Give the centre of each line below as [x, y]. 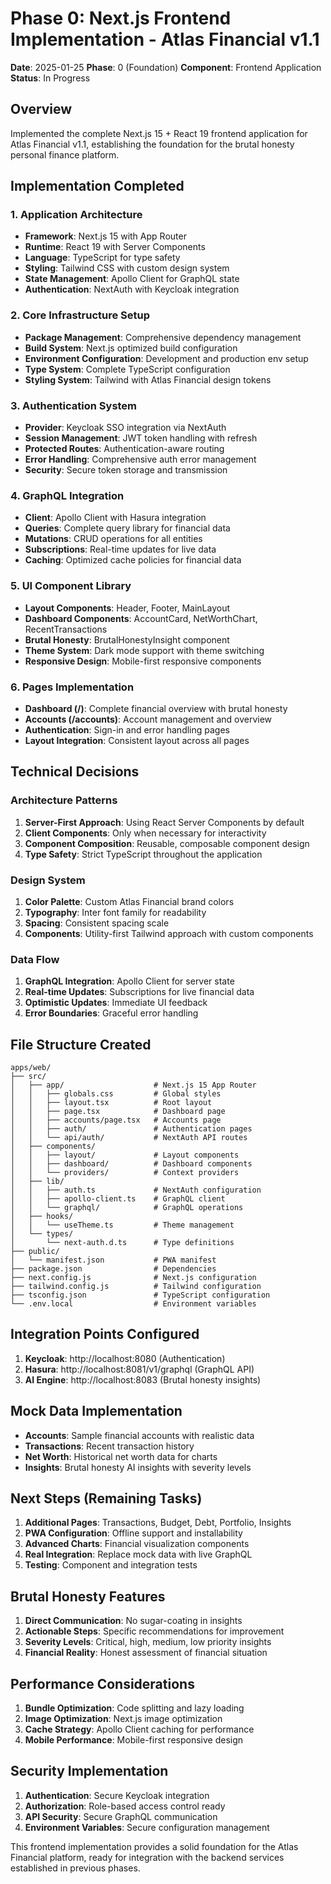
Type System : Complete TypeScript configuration [127, 369]
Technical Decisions [75, 772]
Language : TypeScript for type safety [102, 258]
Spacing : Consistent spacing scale [97, 923]
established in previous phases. [75, 1868]
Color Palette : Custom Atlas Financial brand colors [129, 901]
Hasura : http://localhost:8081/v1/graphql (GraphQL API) [139, 1369]
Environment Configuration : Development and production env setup [166, 358]
